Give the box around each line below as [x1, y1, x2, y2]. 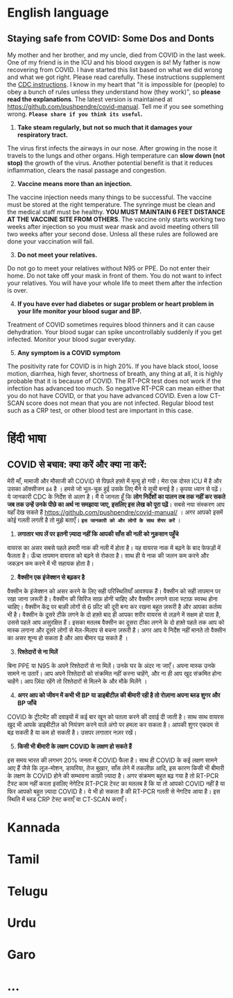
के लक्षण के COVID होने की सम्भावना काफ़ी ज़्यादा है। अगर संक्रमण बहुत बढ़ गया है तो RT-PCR [7, 772, 219, 780]
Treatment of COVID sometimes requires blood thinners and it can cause [7, 320, 215, 329]
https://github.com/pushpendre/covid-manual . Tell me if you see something [7, 103, 224, 110]
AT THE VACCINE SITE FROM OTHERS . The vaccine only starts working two [7, 215, 225, 223]
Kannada [7, 820, 60, 836]
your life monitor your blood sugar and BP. [17, 307, 142, 315]
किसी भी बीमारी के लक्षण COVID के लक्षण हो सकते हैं [17, 742, 132, 750]
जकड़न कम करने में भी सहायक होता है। [7, 560, 94, 567]
